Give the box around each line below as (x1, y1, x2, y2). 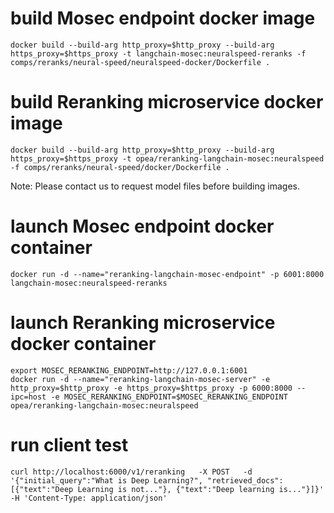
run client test (10, 433, 129, 456)
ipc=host (10, 392, 47, 402)
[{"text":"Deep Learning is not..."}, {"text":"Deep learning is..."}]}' (10, 484, 325, 494)
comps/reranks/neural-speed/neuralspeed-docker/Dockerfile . (10, 57, 271, 67)
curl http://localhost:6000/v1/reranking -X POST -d (10, 467, 253, 477)
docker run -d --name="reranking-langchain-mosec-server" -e (10, 374, 271, 384)
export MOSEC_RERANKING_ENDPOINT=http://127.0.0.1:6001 (10, 365, 248, 376)
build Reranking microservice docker (10, 91, 324, 114)
